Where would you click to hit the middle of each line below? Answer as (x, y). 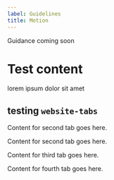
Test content (45, 69)
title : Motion (28, 20)
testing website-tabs (53, 110)
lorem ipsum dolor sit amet (46, 88)
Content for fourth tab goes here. (55, 169)
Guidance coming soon (41, 40)
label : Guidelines (34, 14)
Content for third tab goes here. (53, 155)
